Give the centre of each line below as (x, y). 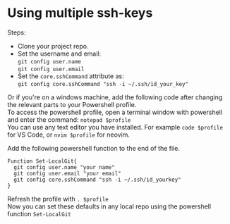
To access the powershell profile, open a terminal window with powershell (115, 112)
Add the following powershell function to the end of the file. (93, 148)
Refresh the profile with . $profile (58, 199)
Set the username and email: (59, 54)
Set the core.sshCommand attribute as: (71, 76)
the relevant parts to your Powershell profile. (72, 104)
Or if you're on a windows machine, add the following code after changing (115, 97)
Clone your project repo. (53, 46)
